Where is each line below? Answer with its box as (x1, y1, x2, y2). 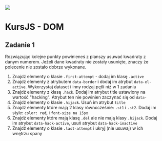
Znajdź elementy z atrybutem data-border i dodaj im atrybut (12, 79, 133, 84)
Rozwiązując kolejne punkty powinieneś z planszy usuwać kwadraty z (5, 54, 146, 60)
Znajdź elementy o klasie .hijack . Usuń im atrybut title (12, 100, 126, 105)
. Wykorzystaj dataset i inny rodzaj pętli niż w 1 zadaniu (25, 84, 137, 90)
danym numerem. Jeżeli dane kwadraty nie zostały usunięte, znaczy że (5, 59, 149, 64)
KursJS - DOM (5, 21, 64, 33)
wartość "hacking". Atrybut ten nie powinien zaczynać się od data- (12, 94, 147, 100)
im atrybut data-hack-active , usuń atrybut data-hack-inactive (12, 120, 138, 126)
